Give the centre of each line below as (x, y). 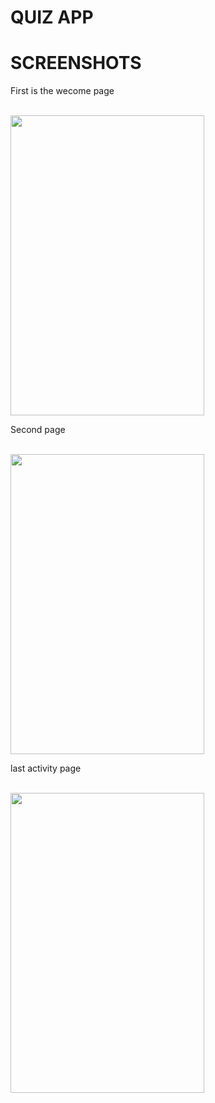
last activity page (46, 768)
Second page (38, 430)
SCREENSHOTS (76, 63)
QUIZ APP (52, 17)
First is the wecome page (62, 91)
